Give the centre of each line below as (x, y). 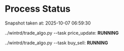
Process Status (38, 9)
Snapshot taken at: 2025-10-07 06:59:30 (48, 23)
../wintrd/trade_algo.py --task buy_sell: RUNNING (56, 43)
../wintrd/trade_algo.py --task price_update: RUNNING (62, 33)
